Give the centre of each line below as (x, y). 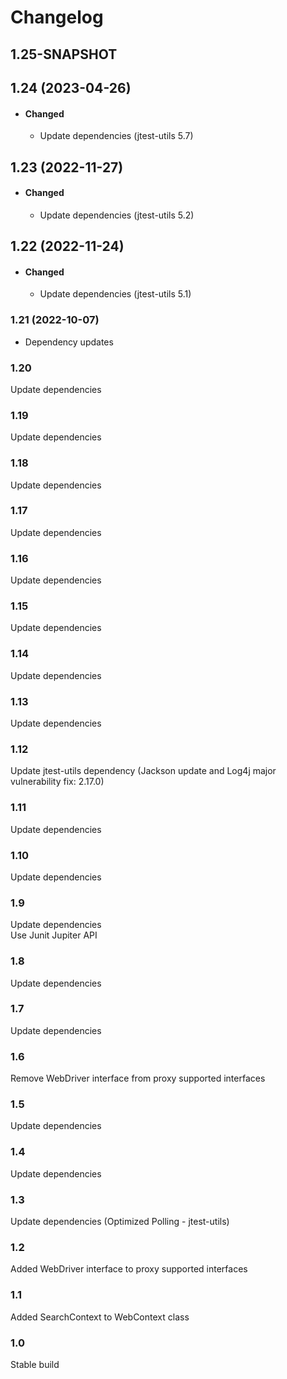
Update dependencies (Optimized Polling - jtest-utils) (120, 1221)
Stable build (35, 1364)
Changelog (57, 17)
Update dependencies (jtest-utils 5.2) (117, 215)
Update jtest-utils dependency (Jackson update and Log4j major (143, 771)
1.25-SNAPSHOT (64, 54)
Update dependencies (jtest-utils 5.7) (116, 136)
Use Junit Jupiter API (54, 935)
